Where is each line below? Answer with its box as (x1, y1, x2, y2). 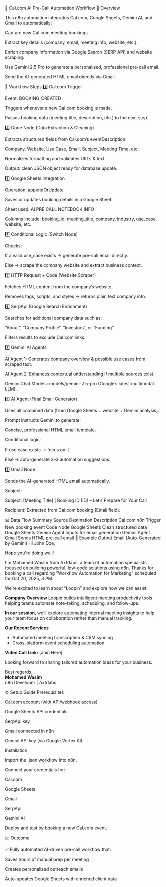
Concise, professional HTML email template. (5, 427, 96, 433)
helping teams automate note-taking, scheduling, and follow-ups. (5, 600, 140, 606)
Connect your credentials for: (5, 767, 66, 773)
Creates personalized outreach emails (5, 866, 83, 872)
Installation (5, 747, 28, 753)
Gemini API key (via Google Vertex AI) (5, 738, 83, 743)
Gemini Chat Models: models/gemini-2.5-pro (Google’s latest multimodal (5, 381, 154, 386)
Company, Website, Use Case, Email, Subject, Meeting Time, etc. (5, 146, 139, 152)
